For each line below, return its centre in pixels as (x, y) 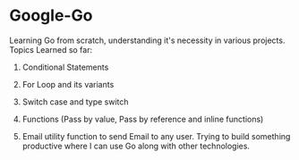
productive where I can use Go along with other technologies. (136, 146)
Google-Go (51, 16)
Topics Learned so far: (51, 49)
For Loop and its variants (68, 84)
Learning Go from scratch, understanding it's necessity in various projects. (147, 40)
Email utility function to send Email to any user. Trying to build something (156, 136)
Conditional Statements (65, 67)
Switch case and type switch (75, 101)
